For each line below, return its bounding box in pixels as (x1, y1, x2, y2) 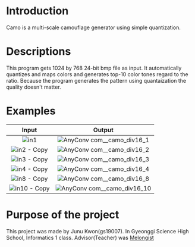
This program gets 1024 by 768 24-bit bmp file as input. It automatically (6, 64, 182, 71)
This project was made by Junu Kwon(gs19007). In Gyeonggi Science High (6, 227, 189, 235)
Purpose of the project (6, 208, 119, 221)
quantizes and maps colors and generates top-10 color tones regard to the (6, 70, 188, 78)
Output (93, 126, 114, 134)
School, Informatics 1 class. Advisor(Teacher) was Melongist (6, 234, 155, 241)
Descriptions (6, 45, 71, 58)
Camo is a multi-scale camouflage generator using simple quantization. (6, 24, 181, 31)
